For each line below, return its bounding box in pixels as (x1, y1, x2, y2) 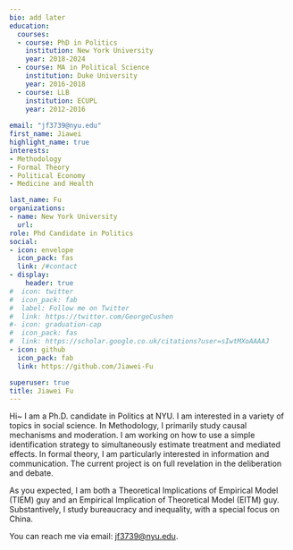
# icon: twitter (9, 287, 74, 296)
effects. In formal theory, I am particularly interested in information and (9, 449, 270, 460)
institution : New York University (25, 47, 154, 55)
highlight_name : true (9, 138, 90, 147)
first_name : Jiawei (9, 130, 82, 139)
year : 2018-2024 (25, 55, 87, 63)
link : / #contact (17, 262, 78, 271)
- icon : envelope (9, 245, 74, 255)
